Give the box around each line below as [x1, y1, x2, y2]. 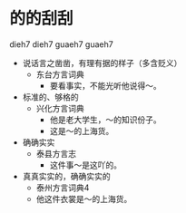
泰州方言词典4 [35, 182, 90, 193]
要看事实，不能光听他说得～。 [49, 80, 162, 91]
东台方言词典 [35, 69, 84, 80]
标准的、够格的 [22, 92, 79, 102]
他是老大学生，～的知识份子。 [49, 114, 162, 125]
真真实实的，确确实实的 [22, 170, 111, 181]
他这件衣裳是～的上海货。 [35, 193, 132, 204]
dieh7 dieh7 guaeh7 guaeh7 [9, 38, 113, 50]
